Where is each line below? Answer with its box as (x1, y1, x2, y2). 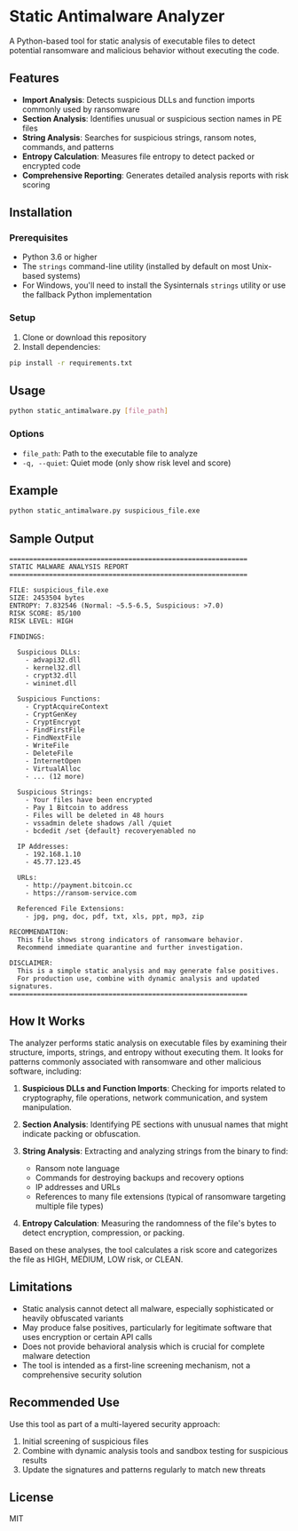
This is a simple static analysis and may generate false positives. (17, 966, 279, 976)
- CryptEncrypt (25, 718, 82, 727)
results (21, 1455, 48, 1465)
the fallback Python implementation (21, 290, 153, 300)
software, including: (9, 1066, 82, 1076)
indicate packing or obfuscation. (21, 1128, 141, 1138)
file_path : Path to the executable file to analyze (21, 448, 198, 458)
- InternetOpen (25, 757, 82, 765)
